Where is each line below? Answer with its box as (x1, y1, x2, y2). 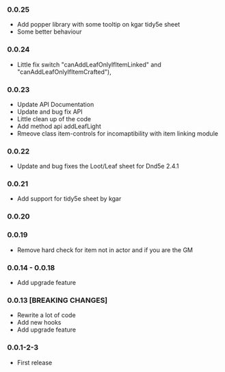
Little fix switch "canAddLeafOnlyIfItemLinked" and (16, 60, 162, 69)
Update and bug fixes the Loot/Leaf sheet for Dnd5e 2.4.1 (16, 162, 179, 171)
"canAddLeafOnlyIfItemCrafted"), (16, 67, 111, 76)
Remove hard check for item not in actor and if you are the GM (16, 245, 194, 254)
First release (16, 358, 53, 367)
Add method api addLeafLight (16, 122, 101, 130)
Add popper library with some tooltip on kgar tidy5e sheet (16, 21, 180, 29)
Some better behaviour (16, 27, 82, 36)
